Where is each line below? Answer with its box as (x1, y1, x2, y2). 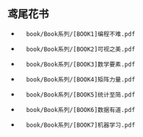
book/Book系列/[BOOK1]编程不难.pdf (26, 30, 135, 38)
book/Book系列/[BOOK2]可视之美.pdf (26, 45, 135, 53)
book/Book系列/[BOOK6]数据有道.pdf (26, 106, 135, 114)
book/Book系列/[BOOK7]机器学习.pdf (26, 121, 135, 129)
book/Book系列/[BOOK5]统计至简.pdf (26, 91, 135, 99)
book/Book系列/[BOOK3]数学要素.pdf (26, 60, 135, 68)
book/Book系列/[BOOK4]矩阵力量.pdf (26, 75, 135, 84)
